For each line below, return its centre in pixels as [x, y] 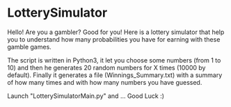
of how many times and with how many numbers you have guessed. [105, 82]
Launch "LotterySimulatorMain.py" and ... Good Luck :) [86, 96]
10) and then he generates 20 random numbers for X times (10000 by [106, 67]
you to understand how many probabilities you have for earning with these [114, 39]
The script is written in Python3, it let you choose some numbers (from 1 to [114, 60]
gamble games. [30, 47]
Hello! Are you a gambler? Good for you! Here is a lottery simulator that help [116, 32]
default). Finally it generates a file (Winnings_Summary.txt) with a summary [115, 75]
